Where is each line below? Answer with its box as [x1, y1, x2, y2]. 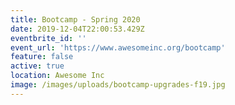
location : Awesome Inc [10, 71, 105, 81]
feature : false [10, 52, 74, 62]
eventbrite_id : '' [10, 33, 87, 43]
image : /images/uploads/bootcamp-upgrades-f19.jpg [10, 80, 226, 90]
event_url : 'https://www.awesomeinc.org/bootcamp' [10, 42, 226, 53]
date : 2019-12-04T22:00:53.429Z [10, 24, 145, 34]
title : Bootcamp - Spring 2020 [10, 14, 141, 25]
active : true [10, 61, 65, 71]
